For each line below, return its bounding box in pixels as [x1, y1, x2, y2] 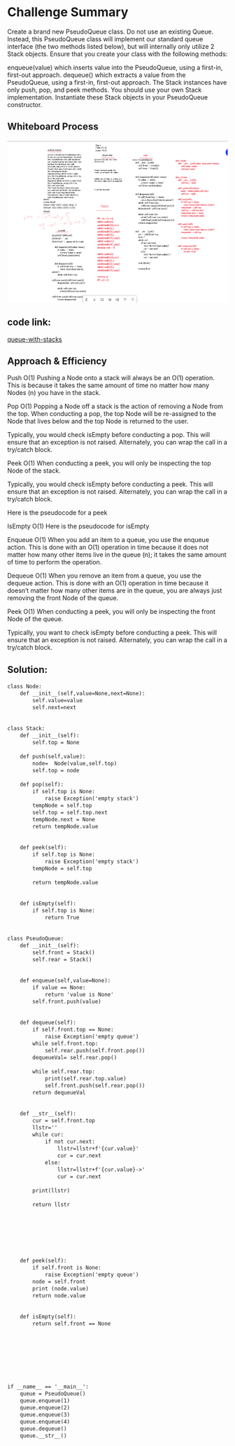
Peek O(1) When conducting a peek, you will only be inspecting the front [7, 607, 215, 616]
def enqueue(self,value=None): [20, 978, 111, 985]
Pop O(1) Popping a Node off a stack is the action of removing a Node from [7, 402, 224, 410]
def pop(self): [20, 781, 64, 788]
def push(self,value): [20, 753, 86, 760]
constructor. [7, 100, 43, 109]
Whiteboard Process [7, 120, 99, 133]
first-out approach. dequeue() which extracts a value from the [7, 71, 186, 79]
